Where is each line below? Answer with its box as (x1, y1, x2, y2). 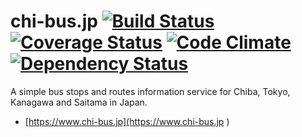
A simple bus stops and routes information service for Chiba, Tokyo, (10, 85, 291, 97)
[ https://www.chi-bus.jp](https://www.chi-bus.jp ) (24, 115, 230, 127)
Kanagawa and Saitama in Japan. (10, 96, 148, 108)
